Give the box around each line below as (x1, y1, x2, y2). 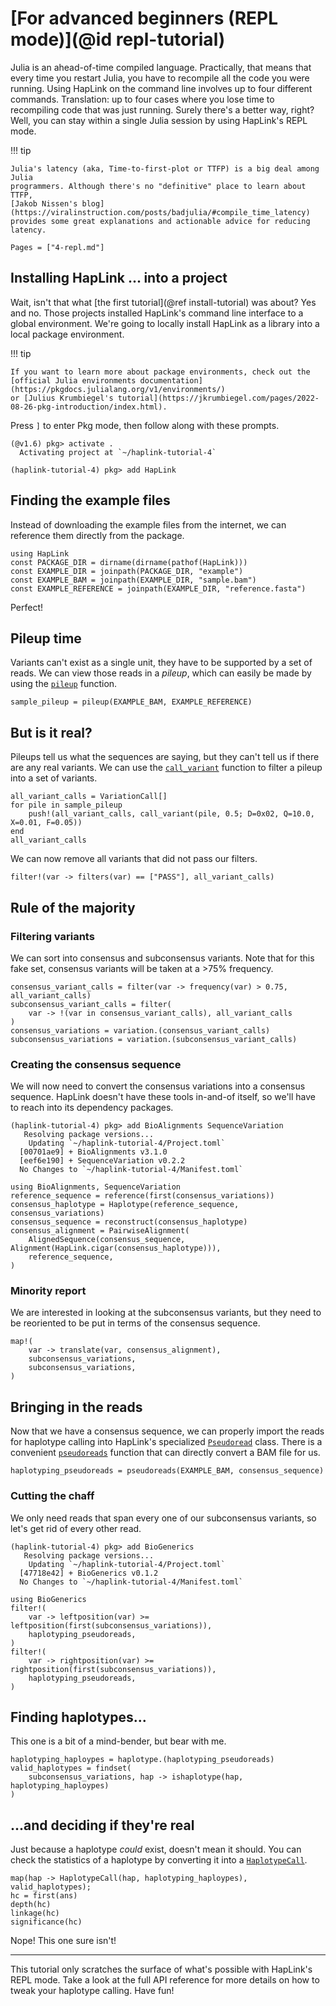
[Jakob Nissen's (10, 198, 78, 209)
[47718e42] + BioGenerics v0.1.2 (19, 1568, 159, 1578)
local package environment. (10, 328, 125, 340)
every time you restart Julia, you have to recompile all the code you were (10, 72, 310, 84)
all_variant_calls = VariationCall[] (10, 792, 168, 802)
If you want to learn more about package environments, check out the (10, 367, 311, 377)
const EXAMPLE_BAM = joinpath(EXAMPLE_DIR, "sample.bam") (10, 575, 257, 585)
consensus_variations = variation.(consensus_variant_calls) (10, 1025, 271, 1036)
